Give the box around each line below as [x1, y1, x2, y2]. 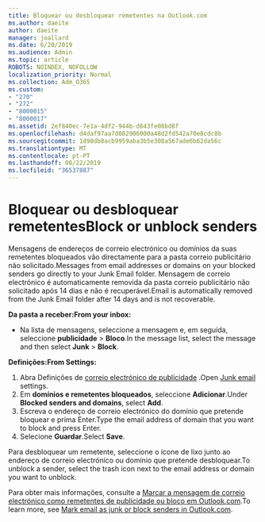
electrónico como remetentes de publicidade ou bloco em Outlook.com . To [8, 496, 252, 505]
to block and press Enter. [19, 423, 102, 432]
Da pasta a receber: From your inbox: [8, 309, 132, 319]
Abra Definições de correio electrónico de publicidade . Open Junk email [19, 372, 256, 382]
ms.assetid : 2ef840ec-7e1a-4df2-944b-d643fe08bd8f [8, 122, 179, 130]
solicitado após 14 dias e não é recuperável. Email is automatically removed [8, 286, 252, 295]
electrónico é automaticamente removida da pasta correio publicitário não [8, 277, 250, 286]
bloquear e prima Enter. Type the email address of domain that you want [19, 414, 254, 424]
